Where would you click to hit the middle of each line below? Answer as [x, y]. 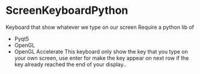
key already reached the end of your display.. [70, 64]
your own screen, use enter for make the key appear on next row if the [102, 58]
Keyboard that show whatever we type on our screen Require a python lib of [100, 27]
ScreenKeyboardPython [67, 11]
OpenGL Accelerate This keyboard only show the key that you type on [101, 51]
